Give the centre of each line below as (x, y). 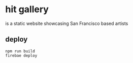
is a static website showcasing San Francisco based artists (67, 23)
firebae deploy (21, 55)
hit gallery (27, 9)
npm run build (20, 51)
